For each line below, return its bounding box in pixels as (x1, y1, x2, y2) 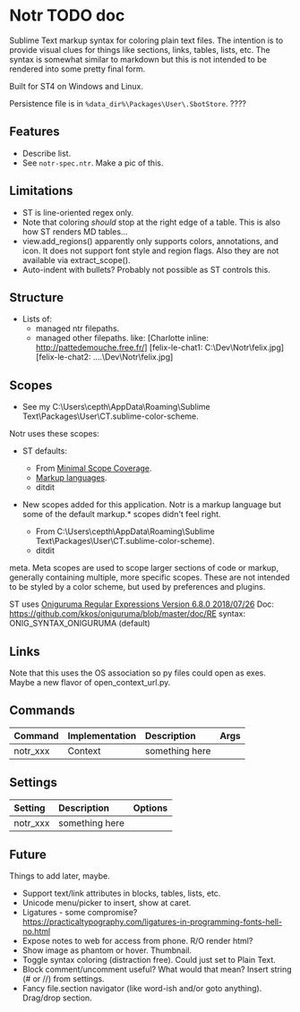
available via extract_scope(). (21, 254, 132, 265)
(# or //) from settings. (21, 974, 105, 984)
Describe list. (21, 148, 72, 158)
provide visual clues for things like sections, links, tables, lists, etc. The (9, 44, 270, 55)
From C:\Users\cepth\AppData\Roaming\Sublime (35, 526, 215, 537)
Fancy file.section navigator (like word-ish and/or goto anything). (21, 983, 262, 994)
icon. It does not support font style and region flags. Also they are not (21, 245, 279, 256)
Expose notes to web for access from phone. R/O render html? (21, 936, 253, 947)
